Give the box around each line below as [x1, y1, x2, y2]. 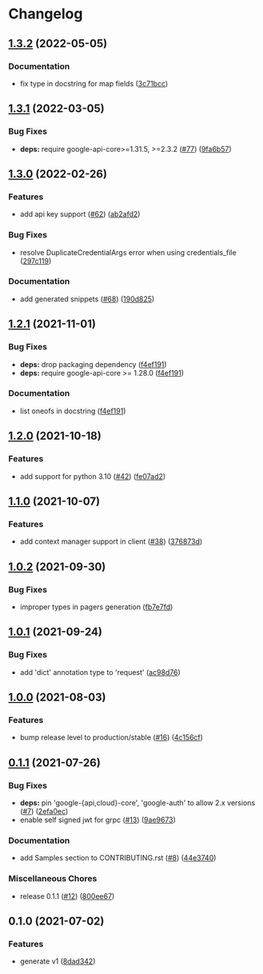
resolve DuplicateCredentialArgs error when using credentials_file [19, 247, 237, 257]
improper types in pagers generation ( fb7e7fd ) [19, 601, 173, 612]
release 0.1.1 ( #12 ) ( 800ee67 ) [19, 891, 115, 900]
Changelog [8, 5, 83, 23]
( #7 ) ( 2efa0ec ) [19, 806, 69, 816]
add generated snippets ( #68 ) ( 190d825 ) [19, 293, 155, 304]
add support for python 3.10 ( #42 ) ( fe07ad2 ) [19, 471, 166, 481]
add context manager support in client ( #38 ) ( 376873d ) [19, 537, 203, 546]
